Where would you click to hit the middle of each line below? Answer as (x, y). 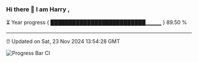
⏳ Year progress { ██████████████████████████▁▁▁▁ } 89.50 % (97, 22)
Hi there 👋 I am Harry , (38, 9)
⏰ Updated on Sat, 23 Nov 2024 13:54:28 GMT (63, 42)
